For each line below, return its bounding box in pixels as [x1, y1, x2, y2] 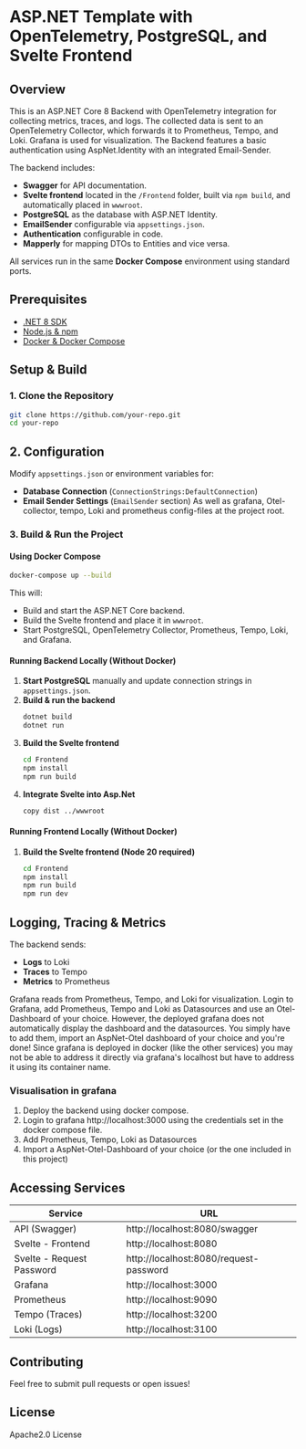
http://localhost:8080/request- [126, 1253, 260, 1265]
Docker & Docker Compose [22, 335, 126, 346]
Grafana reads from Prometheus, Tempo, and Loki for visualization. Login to [9, 993, 294, 1005]
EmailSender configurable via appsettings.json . [22, 219, 205, 229]
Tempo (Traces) [14, 1308, 83, 1321]
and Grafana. [22, 635, 73, 646]
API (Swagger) [14, 1223, 77, 1235]
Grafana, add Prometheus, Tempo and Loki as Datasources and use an [9, 1003, 275, 1014]
